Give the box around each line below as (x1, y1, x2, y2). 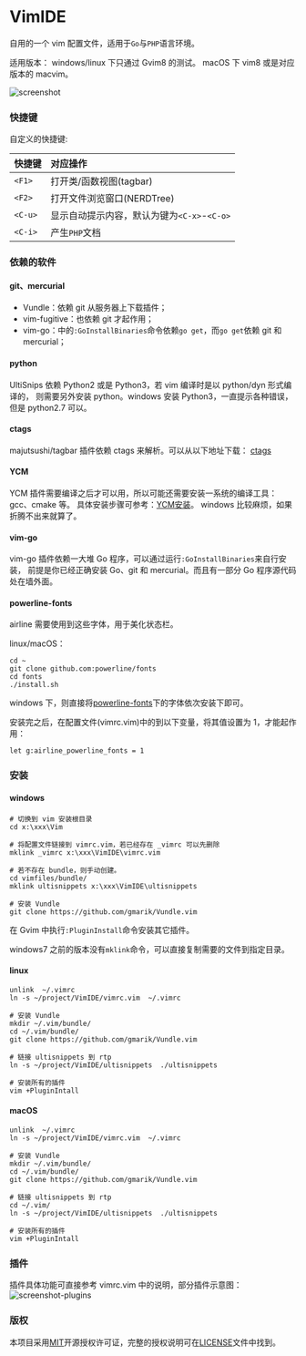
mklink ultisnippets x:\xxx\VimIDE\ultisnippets (9, 881, 198, 890)
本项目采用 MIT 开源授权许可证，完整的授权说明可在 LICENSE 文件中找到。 (9, 1337, 280, 1348)
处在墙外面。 (9, 576, 57, 587)
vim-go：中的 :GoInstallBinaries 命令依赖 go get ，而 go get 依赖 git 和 (22, 325, 282, 336)
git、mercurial (9, 280, 66, 291)
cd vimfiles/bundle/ (9, 873, 88, 883)
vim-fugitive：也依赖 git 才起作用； (22, 313, 155, 324)
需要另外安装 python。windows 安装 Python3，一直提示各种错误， (43, 390, 293, 402)
